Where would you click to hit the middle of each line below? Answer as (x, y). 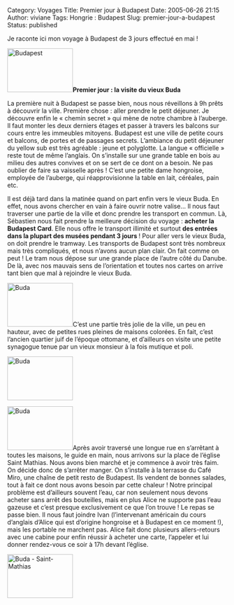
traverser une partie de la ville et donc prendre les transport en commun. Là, (117, 214)
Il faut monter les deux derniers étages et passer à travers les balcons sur (114, 126)
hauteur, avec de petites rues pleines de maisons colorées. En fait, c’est (110, 332)
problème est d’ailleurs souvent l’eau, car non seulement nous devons (108, 492)
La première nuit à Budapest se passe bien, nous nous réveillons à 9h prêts (115, 103)
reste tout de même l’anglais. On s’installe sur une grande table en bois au (114, 155)
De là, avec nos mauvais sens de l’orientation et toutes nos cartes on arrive (115, 266)
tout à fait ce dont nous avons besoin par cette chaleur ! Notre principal (110, 485)
